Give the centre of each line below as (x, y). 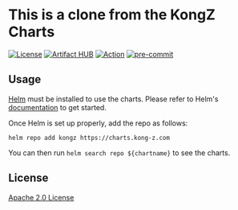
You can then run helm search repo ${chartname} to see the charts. (119, 152)
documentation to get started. (57, 107)
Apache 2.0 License (41, 197)
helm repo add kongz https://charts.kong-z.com (89, 138)
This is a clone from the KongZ (112, 15)
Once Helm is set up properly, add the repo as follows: (98, 123)
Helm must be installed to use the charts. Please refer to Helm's (113, 99)
